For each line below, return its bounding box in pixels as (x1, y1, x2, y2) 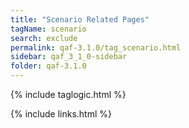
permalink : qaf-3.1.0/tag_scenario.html (10, 42, 182, 53)
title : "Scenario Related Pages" (10, 14, 150, 25)
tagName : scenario (10, 24, 87, 34)
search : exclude (10, 33, 78, 43)
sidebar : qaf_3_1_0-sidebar (10, 52, 128, 62)
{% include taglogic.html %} (10, 89, 127, 100)
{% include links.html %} (10, 108, 112, 120)
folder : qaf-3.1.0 (10, 61, 87, 71)
